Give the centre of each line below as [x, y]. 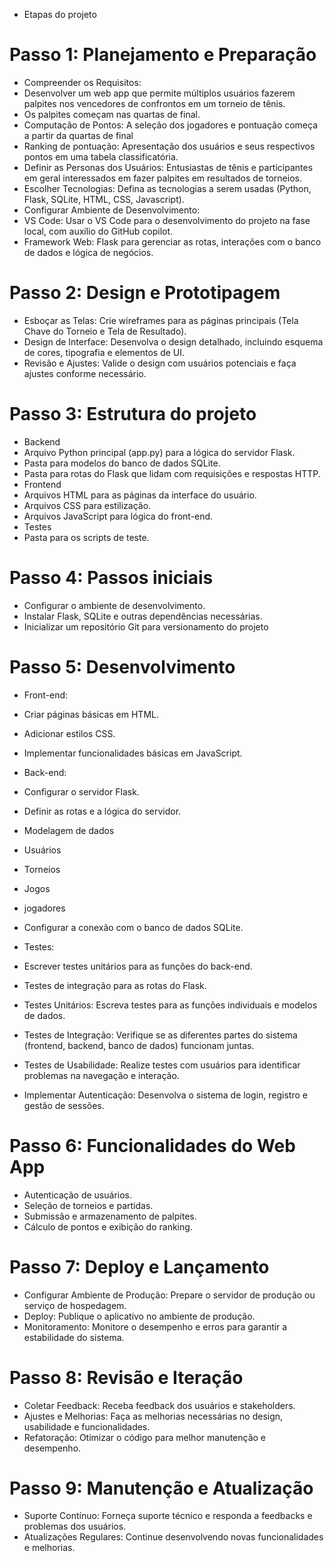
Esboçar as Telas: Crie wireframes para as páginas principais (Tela [161, 320]
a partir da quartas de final [78, 135]
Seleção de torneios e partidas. [88, 1205]
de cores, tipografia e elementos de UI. [104, 352]
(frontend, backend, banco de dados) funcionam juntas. [139, 1045]
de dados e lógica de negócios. [88, 252]
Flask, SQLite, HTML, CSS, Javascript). [104, 199]
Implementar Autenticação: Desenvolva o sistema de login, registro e [165, 1095]
